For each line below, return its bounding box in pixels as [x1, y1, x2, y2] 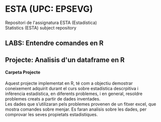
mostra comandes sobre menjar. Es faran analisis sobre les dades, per [5, 106, 147, 112]
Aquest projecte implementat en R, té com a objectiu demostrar [5, 80, 133, 86]
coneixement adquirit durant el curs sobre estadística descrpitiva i [5, 85, 138, 91]
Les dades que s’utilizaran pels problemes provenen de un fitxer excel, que [5, 101, 157, 107]
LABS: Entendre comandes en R [5, 39, 104, 48]
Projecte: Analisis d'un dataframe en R [5, 55, 125, 64]
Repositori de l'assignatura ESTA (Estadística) [5, 20, 97, 25]
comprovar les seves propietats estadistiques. [5, 111, 98, 117]
